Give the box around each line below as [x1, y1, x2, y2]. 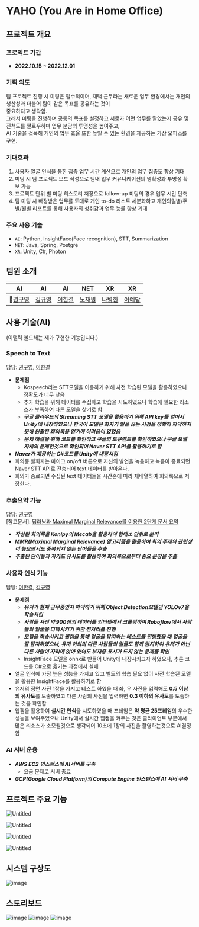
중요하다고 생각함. [6, 108, 48, 115]
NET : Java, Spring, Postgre [14, 241, 79, 248]
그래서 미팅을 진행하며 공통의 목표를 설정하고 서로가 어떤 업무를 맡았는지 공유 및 [6, 115, 189, 122]
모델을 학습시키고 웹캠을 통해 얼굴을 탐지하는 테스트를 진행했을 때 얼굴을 [23, 633, 187, 640]
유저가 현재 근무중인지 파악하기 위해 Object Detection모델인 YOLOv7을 [23, 604, 189, 611]
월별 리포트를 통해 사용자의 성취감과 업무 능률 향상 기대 [21, 205, 148, 212]
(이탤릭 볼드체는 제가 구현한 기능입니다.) [6, 334, 99, 341]
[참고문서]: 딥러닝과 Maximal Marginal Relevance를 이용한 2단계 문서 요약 [6, 518, 179, 525]
